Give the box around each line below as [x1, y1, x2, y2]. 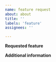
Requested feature [5, 43, 43, 49]
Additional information [5, 52, 52, 59]
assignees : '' [5, 25, 34, 30]
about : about [5, 12, 31, 17]
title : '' [5, 16, 25, 21]
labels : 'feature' [5, 21, 42, 26]
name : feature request [5, 7, 51, 12]
